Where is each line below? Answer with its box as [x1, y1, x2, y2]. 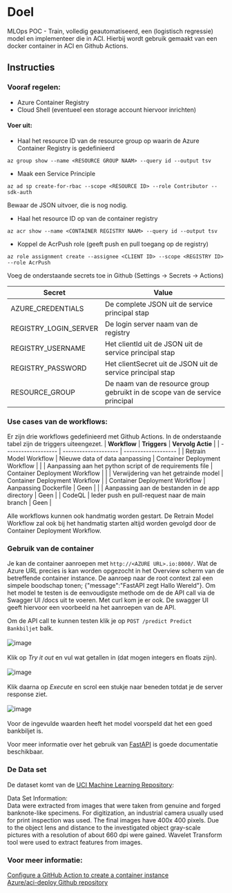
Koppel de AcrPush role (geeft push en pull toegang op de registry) [17, 240, 209, 248]
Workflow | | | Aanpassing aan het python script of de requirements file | [7, 462, 213, 470]
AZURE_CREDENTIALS [10, 303, 84, 313]
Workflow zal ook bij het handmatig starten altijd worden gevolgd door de [7, 519, 216, 528]
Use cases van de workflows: [7, 416, 108, 426]
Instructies [7, 61, 55, 73]
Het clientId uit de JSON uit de [104, 339, 203, 349]
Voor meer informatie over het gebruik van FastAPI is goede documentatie [7, 740, 219, 749]
